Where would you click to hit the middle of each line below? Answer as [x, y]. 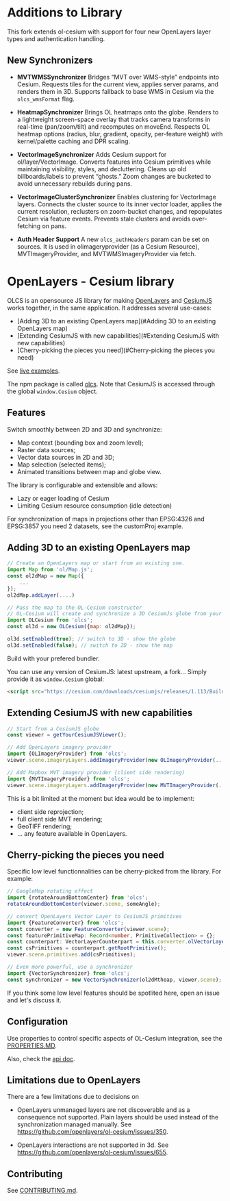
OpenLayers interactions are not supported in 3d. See [93, 1145]
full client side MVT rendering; [60, 819]
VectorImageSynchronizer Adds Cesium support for [92, 154]
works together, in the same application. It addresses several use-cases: [110, 308]
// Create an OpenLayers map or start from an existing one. [96, 563]
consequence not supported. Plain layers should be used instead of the [118, 1117]
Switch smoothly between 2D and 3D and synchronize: [85, 429]
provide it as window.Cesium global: [56, 679]
